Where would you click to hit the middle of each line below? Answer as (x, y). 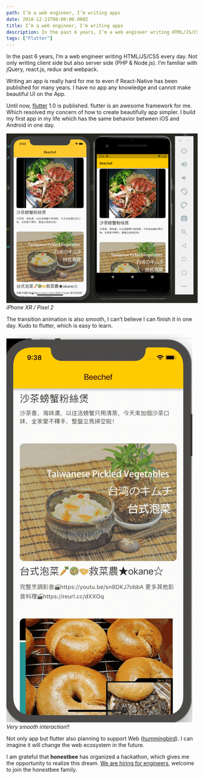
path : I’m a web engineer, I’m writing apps (63, 13)
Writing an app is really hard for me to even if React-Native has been (92, 81)
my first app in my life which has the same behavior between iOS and (93, 119)
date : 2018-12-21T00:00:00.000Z (47, 19)
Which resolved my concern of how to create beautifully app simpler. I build (101, 112)
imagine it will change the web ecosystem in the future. (75, 745)
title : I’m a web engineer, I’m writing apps (65, 25)
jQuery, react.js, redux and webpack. (53, 69)
